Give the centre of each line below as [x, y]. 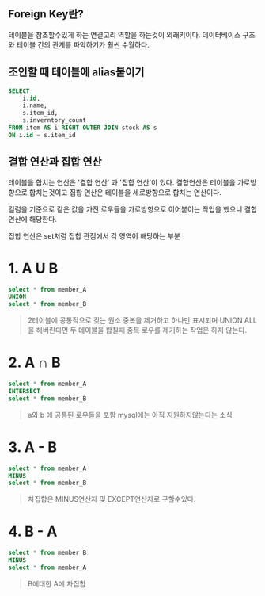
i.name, [35, 105]
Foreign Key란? [46, 14]
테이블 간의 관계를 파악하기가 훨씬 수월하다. [83, 44]
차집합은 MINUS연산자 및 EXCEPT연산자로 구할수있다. [112, 499]
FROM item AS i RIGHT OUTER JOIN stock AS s [83, 128]
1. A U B [33, 268]
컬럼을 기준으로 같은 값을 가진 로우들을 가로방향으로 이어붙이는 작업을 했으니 [125, 209]
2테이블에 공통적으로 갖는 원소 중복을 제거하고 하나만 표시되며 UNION [135, 320]
